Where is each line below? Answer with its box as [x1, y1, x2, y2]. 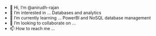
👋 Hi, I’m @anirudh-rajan [9, 5, 59, 10]
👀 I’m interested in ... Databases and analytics [9, 10, 101, 16]
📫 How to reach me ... [9, 26, 55, 31]
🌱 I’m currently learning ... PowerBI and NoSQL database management [9, 15, 151, 20]
